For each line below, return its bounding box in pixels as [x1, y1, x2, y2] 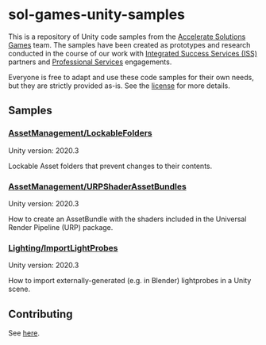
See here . [8, 328, 40, 338]
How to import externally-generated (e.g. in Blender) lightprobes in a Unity [8, 276, 252, 286]
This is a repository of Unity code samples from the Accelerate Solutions [8, 32, 246, 41]
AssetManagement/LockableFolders [8, 128, 152, 139]
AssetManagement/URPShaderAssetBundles [8, 181, 187, 192]
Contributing [8, 307, 73, 320]
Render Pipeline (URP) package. [8, 222, 114, 232]
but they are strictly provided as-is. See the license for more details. [8, 81, 230, 90]
